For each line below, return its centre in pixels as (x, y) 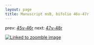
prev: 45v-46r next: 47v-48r (34, 28)
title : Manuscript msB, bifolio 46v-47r (47, 14)
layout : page (18, 9)
